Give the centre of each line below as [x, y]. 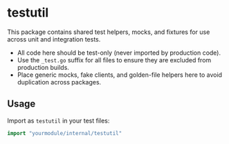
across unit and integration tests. [54, 39]
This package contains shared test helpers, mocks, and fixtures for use [109, 32]
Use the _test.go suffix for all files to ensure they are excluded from [114, 60]
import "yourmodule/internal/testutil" [65, 133]
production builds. [43, 67]
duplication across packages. [59, 82]
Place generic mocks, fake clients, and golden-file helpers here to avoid [120, 75]
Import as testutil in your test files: [58, 120]
